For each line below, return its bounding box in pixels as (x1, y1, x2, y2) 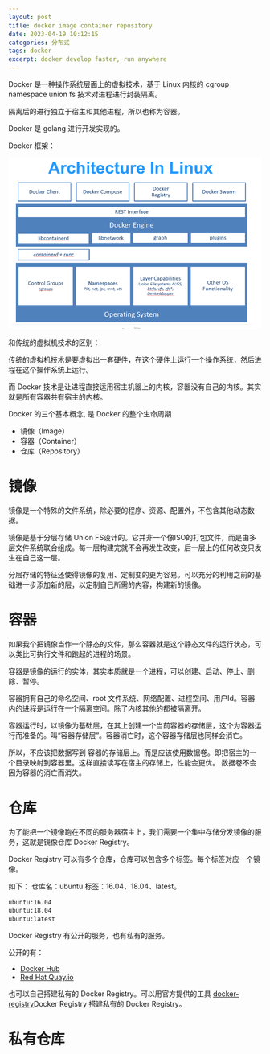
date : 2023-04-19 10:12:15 (8, 30, 99, 38)
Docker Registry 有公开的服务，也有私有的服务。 (8, 931, 170, 941)
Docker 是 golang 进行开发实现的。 (8, 124, 125, 133)
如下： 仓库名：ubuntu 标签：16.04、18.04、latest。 (8, 881, 182, 891)
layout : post (8, 13, 52, 21)
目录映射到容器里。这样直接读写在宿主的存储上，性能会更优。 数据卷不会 (14, 757, 257, 767)
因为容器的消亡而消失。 (8, 768, 86, 777)
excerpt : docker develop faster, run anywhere (8, 55, 167, 64)
